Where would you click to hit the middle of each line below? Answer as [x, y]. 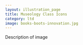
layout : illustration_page [33, 10]
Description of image [26, 37]
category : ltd [20, 19]
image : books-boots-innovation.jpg [42, 23]
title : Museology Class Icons [36, 14]
